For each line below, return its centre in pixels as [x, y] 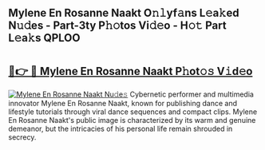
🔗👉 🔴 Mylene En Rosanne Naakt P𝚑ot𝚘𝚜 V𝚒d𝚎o [131, 71]
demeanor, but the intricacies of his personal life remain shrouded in [121, 128]
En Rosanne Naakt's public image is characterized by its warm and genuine [132, 120]
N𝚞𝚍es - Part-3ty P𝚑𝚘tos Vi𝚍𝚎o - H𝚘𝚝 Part [117, 26]
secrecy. [22, 137]
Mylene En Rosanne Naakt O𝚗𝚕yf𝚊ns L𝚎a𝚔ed [124, 13]
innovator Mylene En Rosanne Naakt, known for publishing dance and [123, 103]
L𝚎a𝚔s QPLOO [44, 38]
